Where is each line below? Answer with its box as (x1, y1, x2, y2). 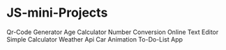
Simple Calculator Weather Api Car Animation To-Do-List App (6, 35, 183, 43)
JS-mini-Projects (6, 5, 108, 21)
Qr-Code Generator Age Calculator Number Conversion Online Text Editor (6, 28, 219, 36)
